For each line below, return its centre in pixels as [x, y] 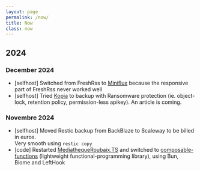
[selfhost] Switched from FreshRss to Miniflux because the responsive [101, 83]
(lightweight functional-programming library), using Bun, [109, 156]
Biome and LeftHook [40, 163]
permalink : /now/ [27, 17]
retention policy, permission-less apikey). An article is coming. [105, 102]
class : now [19, 28]
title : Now [19, 23]
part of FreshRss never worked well [58, 89]
